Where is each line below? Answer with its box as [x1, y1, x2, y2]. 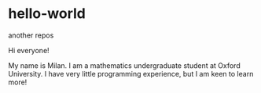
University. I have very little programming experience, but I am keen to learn [8, 69, 254, 78]
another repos [8, 30, 54, 40]
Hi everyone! [8, 45, 50, 55]
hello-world [8, 5, 86, 23]
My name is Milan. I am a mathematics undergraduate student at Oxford [8, 60, 241, 70]
